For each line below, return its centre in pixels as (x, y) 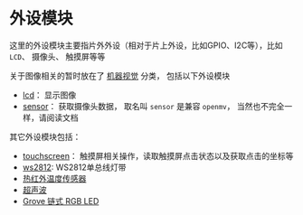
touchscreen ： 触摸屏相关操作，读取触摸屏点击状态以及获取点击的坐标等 (158, 155)
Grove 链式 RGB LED (61, 201)
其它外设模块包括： (45, 136)
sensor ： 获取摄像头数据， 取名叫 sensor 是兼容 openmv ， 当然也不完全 (153, 106)
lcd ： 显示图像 (49, 95)
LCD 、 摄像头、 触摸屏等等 (57, 56)
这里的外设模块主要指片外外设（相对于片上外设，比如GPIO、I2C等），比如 (146, 45)
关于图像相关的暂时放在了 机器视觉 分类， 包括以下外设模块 (120, 75)
